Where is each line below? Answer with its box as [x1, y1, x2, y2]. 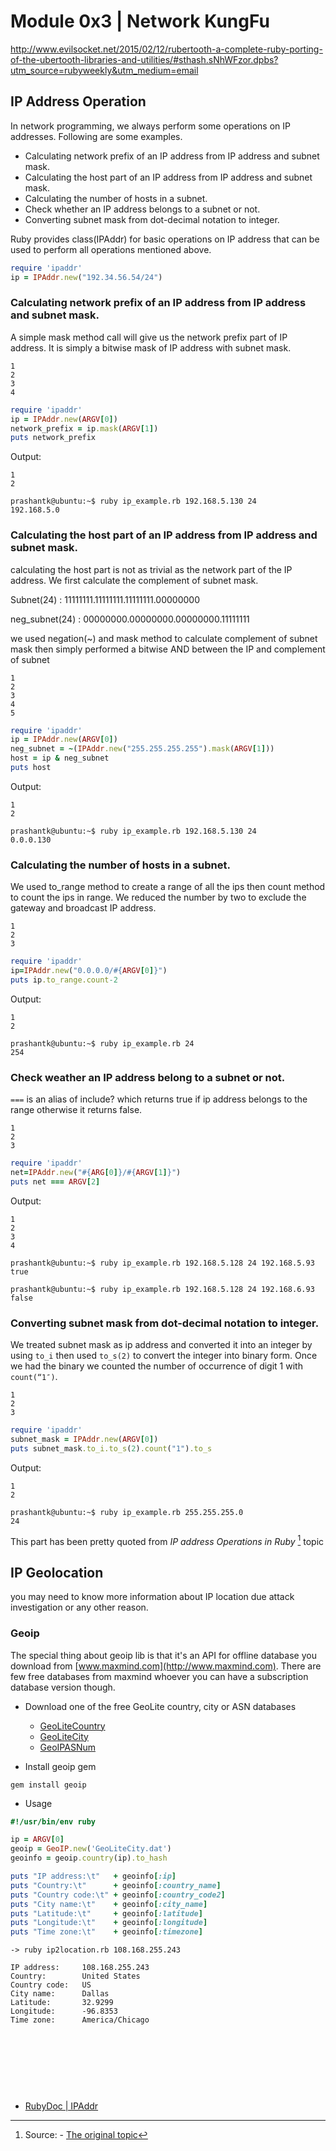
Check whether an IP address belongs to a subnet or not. [24, 203, 261, 215]
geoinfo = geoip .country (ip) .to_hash [10, 1853, 168, 1864]
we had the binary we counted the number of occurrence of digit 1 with [10, 1360, 303, 1372]
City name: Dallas [10, 1989, 110, 1999]
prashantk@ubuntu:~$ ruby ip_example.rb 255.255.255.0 [10, 1507, 244, 1517]
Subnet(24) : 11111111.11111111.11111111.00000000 [10, 593, 200, 605]
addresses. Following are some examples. [10, 130, 183, 142]
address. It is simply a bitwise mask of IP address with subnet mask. [10, 341, 292, 354]
